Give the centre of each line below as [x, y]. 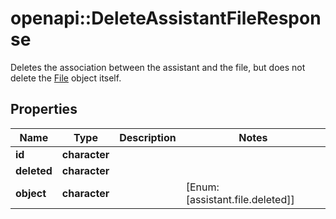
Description [148, 137]
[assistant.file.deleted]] [240, 199]
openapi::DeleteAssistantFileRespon [166, 18]
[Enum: [202, 187]
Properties [44, 109]
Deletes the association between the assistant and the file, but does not [158, 67]
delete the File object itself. [66, 78]
